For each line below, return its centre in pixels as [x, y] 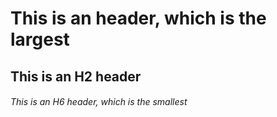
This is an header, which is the [138, 18]
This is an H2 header [76, 76]
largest [40, 39]
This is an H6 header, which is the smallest [99, 102]
